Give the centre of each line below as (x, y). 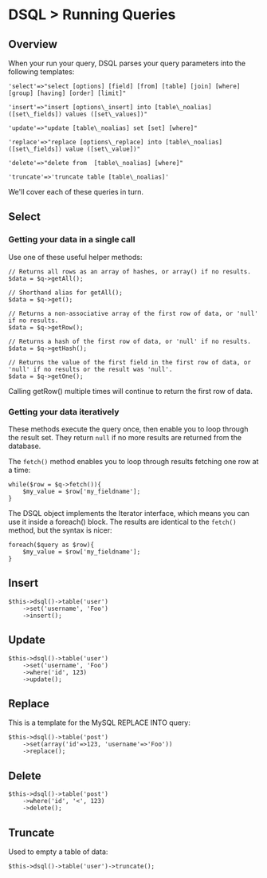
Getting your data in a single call (72, 239)
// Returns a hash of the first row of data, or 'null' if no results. (130, 341)
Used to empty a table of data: (58, 852)
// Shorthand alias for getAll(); (66, 293)
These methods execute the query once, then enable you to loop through (128, 429)
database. (25, 446)
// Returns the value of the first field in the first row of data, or (130, 362)
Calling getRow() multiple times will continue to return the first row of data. (130, 391)
